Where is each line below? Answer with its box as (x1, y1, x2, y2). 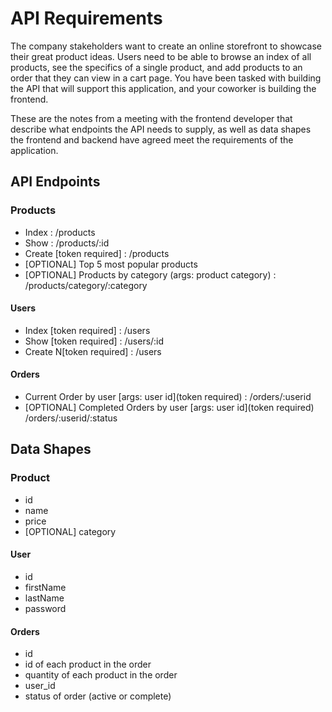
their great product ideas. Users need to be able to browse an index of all (10, 50, 312, 62)
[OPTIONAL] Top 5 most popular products (24, 258, 198, 270)
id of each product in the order (24, 658, 152, 671)
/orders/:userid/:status (24, 412, 118, 424)
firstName (24, 581, 67, 593)
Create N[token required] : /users (24, 345, 162, 357)
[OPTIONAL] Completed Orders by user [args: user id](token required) (24, 402, 315, 414)
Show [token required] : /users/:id (24, 335, 165, 347)
